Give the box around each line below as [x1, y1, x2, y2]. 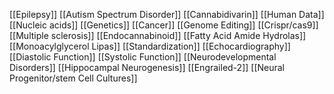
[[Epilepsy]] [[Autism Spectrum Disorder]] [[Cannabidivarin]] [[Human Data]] [9, 9, 325, 20]
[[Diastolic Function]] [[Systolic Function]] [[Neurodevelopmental [9, 51, 277, 63]
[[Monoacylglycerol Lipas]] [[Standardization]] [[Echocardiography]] [9, 40, 291, 52]
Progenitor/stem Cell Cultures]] [9, 72, 138, 84]
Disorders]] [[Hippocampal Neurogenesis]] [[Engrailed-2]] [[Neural [9, 62, 286, 73]
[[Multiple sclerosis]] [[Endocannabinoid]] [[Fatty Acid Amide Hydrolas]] [9, 30, 307, 41]
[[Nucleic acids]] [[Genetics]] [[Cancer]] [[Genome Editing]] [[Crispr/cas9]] [9, 19, 319, 31]
